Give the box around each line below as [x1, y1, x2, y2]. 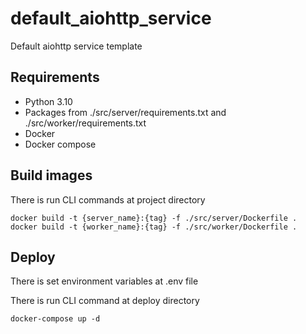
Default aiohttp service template [10, 40, 143, 52]
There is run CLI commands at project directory [10, 193, 206, 206]
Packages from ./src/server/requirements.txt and [24, 106, 227, 118]
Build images [10, 167, 93, 184]
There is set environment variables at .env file [10, 275, 199, 287]
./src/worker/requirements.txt [24, 117, 147, 129]
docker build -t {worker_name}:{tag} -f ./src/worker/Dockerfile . [10, 222, 298, 232]
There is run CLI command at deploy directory [10, 295, 200, 307]
